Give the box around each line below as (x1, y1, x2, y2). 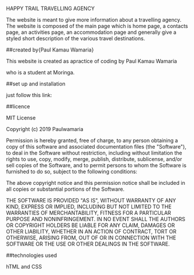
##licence (6, 103, 30, 110)
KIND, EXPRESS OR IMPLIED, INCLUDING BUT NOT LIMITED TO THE (6, 203, 172, 210)
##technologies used (6, 252, 57, 259)
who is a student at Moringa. (6, 69, 75, 75)
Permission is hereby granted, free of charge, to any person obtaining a (6, 137, 178, 144)
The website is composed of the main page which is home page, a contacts (6, 23, 188, 29)
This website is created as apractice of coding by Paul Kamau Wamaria (6, 58, 177, 64)
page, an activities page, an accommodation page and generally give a (6, 29, 176, 36)
